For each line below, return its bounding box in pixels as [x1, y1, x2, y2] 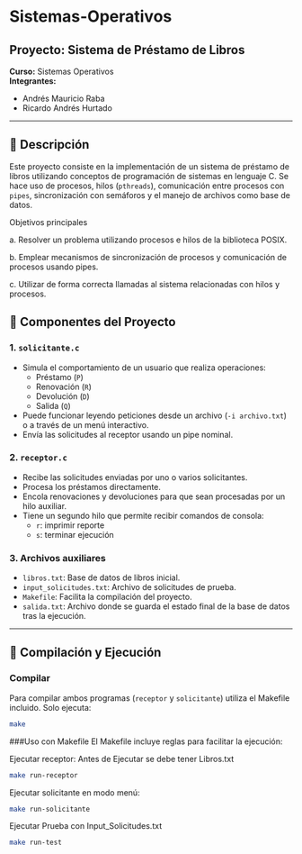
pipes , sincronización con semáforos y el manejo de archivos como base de [9, 189, 290, 200]
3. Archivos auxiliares [9, 551, 106, 564]
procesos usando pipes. [9, 261, 99, 272]
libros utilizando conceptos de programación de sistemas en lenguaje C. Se [9, 170, 289, 181]
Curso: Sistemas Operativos [9, 66, 114, 77]
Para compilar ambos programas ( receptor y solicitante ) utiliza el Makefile [9, 692, 290, 704]
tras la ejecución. [22, 611, 87, 622]
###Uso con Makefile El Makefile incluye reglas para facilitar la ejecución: [9, 736, 283, 747]
